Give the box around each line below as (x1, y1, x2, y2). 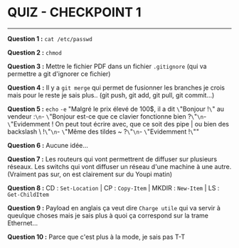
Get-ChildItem (7, 191, 50, 198)
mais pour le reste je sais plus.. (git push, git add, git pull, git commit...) (7, 90, 215, 99)
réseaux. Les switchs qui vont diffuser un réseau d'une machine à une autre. (7, 162, 232, 171)
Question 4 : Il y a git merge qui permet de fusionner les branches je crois (7, 83, 225, 92)
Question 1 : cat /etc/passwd (7, 34, 92, 43)
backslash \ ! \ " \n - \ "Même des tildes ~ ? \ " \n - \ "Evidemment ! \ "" (7, 127, 199, 136)
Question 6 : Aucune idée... (7, 141, 89, 149)
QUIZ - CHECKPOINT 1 (7, 4, 142, 21)
